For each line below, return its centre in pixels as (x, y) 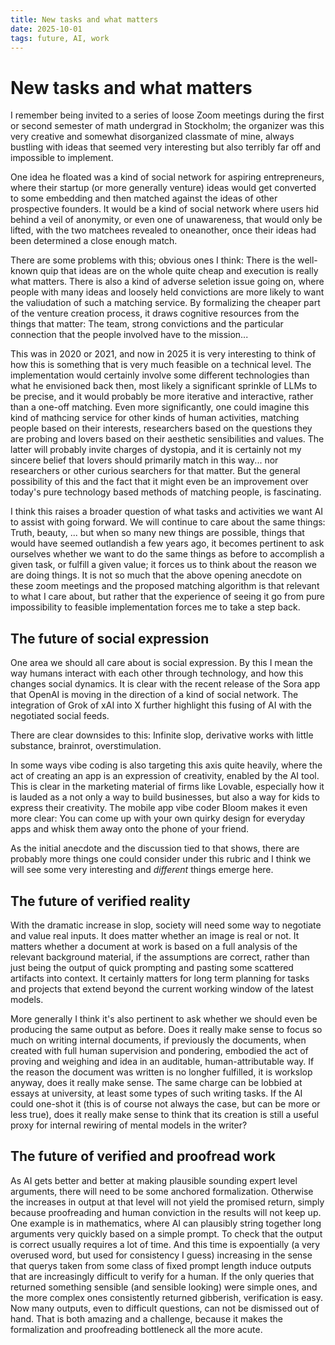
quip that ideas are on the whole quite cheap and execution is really (179, 271)
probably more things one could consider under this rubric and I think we (161, 859)
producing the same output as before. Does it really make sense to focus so (166, 1029)
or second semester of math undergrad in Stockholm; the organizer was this (167, 126)
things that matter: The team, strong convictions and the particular (147, 324)
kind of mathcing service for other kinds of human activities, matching (155, 418)
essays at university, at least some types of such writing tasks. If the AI (156, 1093)
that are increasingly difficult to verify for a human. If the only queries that (162, 1276)
